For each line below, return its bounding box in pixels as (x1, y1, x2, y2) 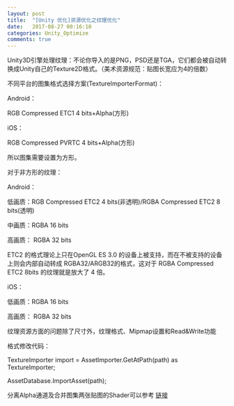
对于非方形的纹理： (7, 168, 63, 177)
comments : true (7, 36, 52, 43)
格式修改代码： (7, 342, 50, 350)
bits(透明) (7, 206, 35, 215)
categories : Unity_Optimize (7, 29, 89, 37)
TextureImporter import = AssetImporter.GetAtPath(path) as (7, 356, 178, 364)
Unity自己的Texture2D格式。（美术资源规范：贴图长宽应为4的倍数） (19, 65, 212, 73)
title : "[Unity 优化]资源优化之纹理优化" (7, 17, 120, 24)
